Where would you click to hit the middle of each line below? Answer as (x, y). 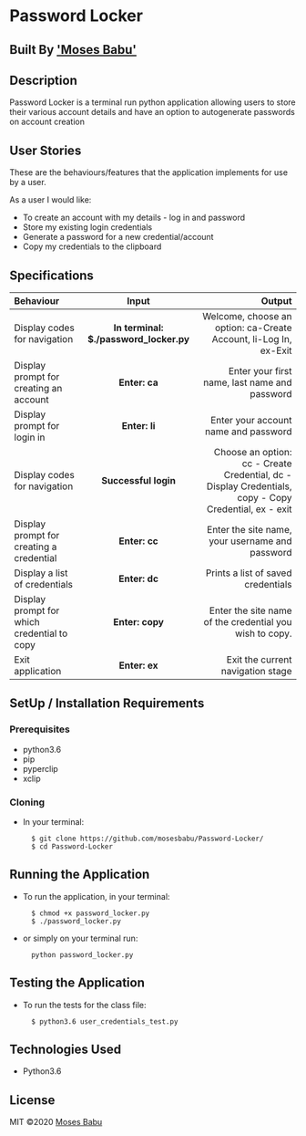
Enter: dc (138, 578)
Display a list (41, 573)
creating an (38, 389)
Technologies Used (65, 1050)
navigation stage (256, 672)
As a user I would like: (51, 200)
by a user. (28, 182)
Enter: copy (138, 622)
